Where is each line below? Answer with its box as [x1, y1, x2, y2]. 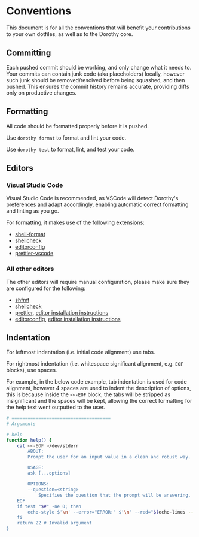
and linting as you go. [6, 207, 59, 215]
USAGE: [27, 464, 44, 471]
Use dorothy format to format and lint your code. [6, 134, 127, 141]
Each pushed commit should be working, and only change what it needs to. [6, 64, 192, 71]
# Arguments [6, 421, 36, 427]
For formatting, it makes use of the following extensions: [6, 219, 145, 226]
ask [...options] [27, 470, 71, 476]
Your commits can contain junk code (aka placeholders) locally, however [6, 70, 185, 77]
